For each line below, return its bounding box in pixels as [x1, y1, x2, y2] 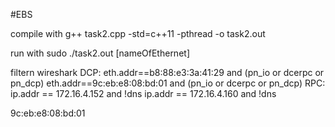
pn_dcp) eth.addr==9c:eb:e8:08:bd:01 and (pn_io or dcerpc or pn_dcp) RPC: [10, 77, 326, 89]
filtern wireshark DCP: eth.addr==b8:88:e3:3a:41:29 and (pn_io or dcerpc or [10, 67, 325, 78]
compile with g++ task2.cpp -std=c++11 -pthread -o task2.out [10, 28, 266, 39]
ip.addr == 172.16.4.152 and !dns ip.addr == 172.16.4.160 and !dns [10, 88, 277, 99]
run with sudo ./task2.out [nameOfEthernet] [10, 47, 190, 59]
